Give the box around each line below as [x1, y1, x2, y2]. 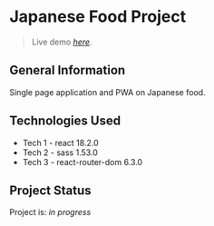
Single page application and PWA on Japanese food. [9, 86, 206, 97]
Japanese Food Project [9, 6, 187, 27]
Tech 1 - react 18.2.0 [22, 137, 99, 148]
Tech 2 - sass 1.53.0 [22, 147, 98, 158]
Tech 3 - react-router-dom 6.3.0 [22, 156, 143, 167]
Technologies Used [9, 113, 121, 129]
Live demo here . [31, 36, 92, 47]
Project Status [9, 182, 92, 198]
